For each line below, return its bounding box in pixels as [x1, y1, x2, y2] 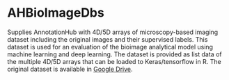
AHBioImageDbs [7, 5, 104, 21]
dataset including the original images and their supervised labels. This [7, 35, 208, 43]
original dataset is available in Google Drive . [7, 65, 133, 73]
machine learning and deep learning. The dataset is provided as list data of [7, 50, 222, 58]
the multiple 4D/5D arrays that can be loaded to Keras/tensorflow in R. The [7, 57, 221, 65]
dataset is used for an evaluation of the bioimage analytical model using [7, 42, 214, 51]
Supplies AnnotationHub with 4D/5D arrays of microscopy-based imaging [7, 28, 219, 36]
